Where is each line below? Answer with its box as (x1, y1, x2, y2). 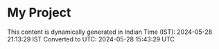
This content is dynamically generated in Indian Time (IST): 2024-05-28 (7, 28, 213, 36)
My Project (7, 5, 71, 21)
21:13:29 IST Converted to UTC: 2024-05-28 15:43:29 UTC (7, 35, 175, 43)
